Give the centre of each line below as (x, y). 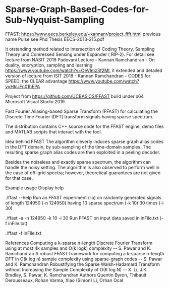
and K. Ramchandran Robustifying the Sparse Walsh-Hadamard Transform (83, 264)
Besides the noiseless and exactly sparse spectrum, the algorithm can (78, 162)
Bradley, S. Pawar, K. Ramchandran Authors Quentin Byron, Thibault (76, 275)
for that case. (19, 178)
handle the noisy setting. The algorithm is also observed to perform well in (82, 167)
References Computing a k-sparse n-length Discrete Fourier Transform (79, 243)
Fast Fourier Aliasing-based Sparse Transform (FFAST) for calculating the (81, 111)
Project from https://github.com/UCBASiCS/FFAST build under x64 (75, 96)
